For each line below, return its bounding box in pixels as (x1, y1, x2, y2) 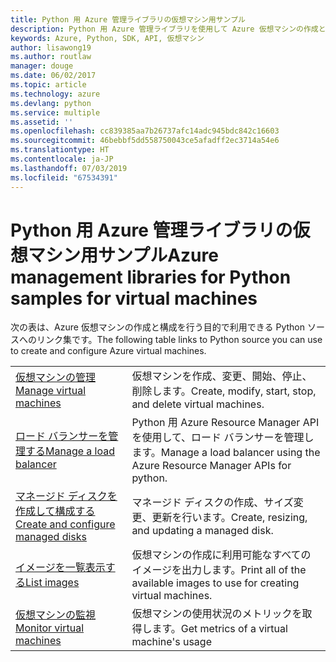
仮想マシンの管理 (15, 371, 97, 385)
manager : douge (10, 61, 74, 71)
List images (25, 576, 80, 590)
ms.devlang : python (10, 98, 92, 108)
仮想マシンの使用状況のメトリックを (131, 607, 303, 621)
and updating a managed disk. (131, 524, 274, 538)
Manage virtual (15, 384, 87, 398)
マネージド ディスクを (15, 489, 118, 503)
